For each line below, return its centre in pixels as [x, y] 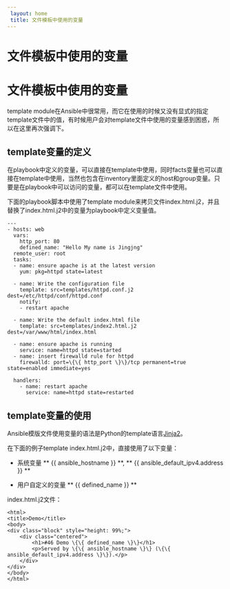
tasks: [23, 260]
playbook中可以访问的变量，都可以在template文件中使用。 [108, 187]
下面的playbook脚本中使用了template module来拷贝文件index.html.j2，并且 [114, 202]
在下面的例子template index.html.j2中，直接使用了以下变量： [93, 448]
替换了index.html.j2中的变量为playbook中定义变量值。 [84, 211]
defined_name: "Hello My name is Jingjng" [81, 248]
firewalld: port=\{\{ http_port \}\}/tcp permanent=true [103, 363]
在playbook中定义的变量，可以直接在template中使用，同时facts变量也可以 [112, 170]
